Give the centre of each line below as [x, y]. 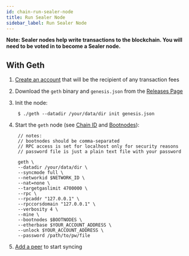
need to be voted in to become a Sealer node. [63, 46]
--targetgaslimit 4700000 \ [53, 189]
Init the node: [31, 103]
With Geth [25, 65]
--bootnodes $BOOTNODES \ [50, 220]
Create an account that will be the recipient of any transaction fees [97, 80]
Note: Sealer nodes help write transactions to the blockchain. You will [94, 40]
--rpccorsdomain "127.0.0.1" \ [57, 204]
